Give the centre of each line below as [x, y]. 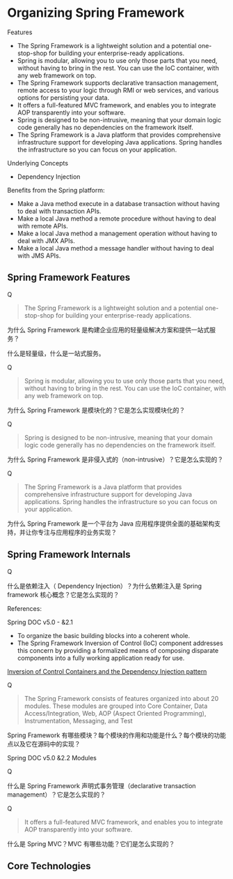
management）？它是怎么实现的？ [57, 795]
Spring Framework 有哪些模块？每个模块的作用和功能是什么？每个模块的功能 [117, 735]
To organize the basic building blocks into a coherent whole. [104, 635]
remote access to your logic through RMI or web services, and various [118, 90]
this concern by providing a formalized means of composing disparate [118, 650]
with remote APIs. [42, 226]
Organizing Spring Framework [96, 13]
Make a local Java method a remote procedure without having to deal [117, 219]
